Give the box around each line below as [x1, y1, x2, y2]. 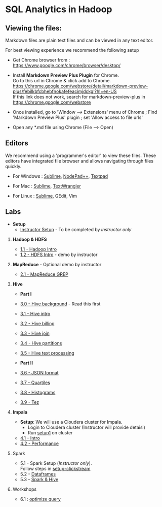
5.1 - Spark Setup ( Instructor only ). [20, 460, 92, 466]
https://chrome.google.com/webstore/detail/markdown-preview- [12, 83, 148, 89]
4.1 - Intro [20, 435, 40, 441]
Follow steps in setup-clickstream [20, 465, 91, 471]
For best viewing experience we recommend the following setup [5, 47, 139, 53]
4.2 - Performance [20, 440, 59, 447]
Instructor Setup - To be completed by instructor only [20, 226, 132, 232]
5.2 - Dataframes [20, 471, 56, 477]
